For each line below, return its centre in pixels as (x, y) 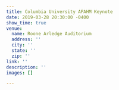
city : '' (22, 45)
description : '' (26, 67)
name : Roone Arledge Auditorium (52, 34)
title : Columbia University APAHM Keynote (59, 12)
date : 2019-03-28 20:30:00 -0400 (48, 17)
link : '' (17, 61)
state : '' (24, 51)
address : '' (26, 39)
